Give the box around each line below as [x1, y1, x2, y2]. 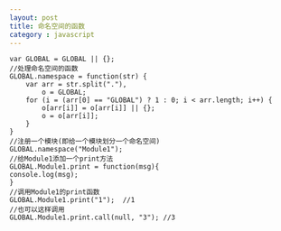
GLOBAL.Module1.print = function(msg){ [9, 162, 160, 171]
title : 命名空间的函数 [9, 22, 86, 31]
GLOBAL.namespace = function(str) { [9, 72, 147, 81]
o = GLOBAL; [42, 88, 88, 97]
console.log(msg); [9, 171, 79, 180]
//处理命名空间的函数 [9, 64, 79, 73]
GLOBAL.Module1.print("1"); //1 [9, 196, 136, 205]
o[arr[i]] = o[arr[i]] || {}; [42, 104, 155, 113]
